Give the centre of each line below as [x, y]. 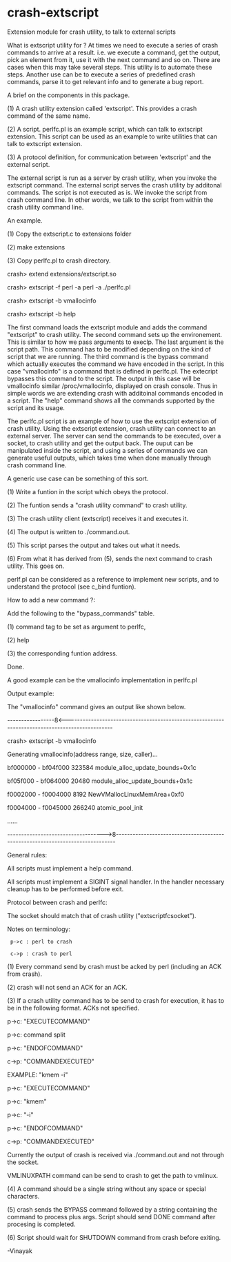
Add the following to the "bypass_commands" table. [81, 613]
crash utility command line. [46, 207]
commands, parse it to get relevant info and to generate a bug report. [106, 81]
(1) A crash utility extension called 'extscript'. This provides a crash [102, 108]
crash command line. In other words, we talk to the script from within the [110, 200]
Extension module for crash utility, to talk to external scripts [91, 32]
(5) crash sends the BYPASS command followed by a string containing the [112, 1209]
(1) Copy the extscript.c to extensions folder [69, 234]
